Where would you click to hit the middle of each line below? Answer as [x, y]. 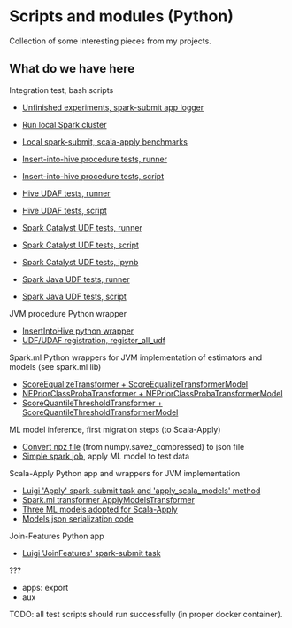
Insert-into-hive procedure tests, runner [95, 159]
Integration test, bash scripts [61, 90]
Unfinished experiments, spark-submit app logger [113, 107]
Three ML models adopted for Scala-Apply [100, 509]
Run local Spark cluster [64, 124]
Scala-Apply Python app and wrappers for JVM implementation [125, 473]
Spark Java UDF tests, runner [76, 279]
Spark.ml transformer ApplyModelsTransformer [108, 499]
